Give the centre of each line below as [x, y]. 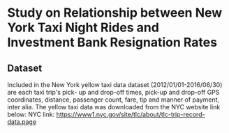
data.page [22, 122]
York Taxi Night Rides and [83, 28]
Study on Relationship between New [115, 13]
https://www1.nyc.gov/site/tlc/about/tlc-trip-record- [131, 114]
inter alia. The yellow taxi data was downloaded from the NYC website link [114, 107]
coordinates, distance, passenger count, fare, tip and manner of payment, [113, 100]
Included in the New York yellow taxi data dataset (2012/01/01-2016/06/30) [115, 85]
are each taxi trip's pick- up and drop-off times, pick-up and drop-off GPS [113, 92]
